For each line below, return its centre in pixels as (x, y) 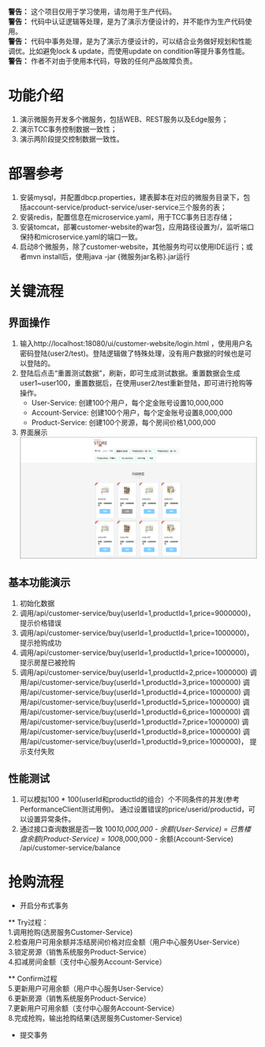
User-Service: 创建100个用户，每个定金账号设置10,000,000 (127, 402)
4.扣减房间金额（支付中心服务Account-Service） (88, 962)
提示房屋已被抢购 (47, 662)
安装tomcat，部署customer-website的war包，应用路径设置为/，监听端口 (137, 227)
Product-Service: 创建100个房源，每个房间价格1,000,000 (123, 422)
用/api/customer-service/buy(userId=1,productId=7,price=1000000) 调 (134, 721)
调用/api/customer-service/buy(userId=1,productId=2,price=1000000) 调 (138, 672)
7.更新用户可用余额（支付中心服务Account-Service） (93, 1008)
